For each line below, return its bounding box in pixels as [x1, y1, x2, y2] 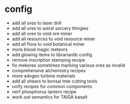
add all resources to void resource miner [11, 36, 95, 42]
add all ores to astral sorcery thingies [11, 25, 88, 31]
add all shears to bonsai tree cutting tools [11, 78, 97, 84]
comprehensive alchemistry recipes [11, 67, 86, 73]
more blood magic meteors [11, 46, 68, 52]
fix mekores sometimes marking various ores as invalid [11, 62, 125, 68]
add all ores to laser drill [11, 20, 62, 26]
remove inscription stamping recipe [11, 57, 85, 63]
